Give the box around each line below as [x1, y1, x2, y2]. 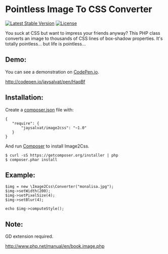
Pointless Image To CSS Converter [5, 4, 152, 15]
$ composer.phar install [5, 157, 58, 162]
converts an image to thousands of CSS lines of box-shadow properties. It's [5, 35, 163, 41]
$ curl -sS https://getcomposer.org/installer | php [5, 153, 119, 158]
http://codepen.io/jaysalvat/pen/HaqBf [5, 78, 86, 84]
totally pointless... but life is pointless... [5, 40, 86, 46]
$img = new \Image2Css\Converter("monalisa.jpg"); [5, 184, 114, 189]
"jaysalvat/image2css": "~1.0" [21, 125, 87, 130]
